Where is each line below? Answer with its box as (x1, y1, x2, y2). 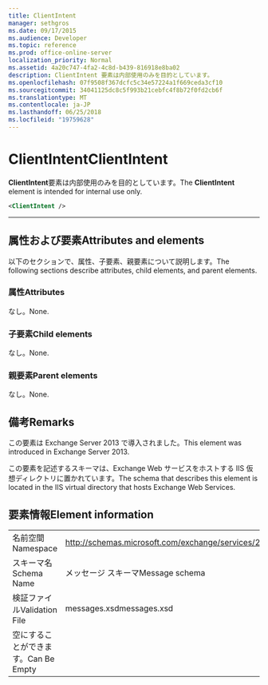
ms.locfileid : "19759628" (8, 116, 94, 124)
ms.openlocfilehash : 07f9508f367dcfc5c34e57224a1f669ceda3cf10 (8, 78, 223, 86)
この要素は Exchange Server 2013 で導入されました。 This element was (8, 438, 242, 448)
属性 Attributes (8, 287, 65, 298)
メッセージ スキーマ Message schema (65, 568, 206, 579)
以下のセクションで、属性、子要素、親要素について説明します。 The (8, 257, 230, 266)
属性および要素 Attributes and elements (8, 233, 205, 248)
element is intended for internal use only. (8, 186, 143, 196)
